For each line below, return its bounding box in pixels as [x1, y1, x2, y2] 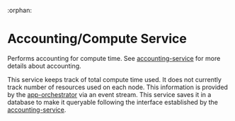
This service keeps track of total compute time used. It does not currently [7, 75, 222, 83]
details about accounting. [7, 62, 81, 70]
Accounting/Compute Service [7, 31, 188, 47]
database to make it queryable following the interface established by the [7, 98, 218, 106]
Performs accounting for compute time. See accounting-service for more [7, 54, 221, 62]
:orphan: [7, 6, 32, 14]
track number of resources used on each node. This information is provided [7, 83, 229, 91]
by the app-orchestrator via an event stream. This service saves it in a [7, 90, 212, 98]
